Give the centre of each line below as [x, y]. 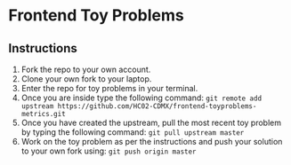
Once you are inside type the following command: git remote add [141, 98]
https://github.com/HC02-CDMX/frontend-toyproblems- [157, 106]
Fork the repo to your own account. [86, 69]
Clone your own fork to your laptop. [86, 79]
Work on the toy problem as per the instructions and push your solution [152, 141]
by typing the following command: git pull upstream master [133, 132]
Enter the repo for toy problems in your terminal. [109, 88]
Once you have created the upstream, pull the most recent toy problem [151, 122]
